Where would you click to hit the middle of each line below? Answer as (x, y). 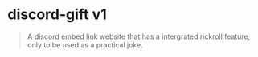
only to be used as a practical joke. (85, 44)
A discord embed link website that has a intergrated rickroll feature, (139, 36)
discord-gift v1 (57, 15)
